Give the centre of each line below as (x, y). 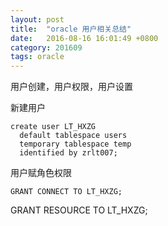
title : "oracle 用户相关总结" (71, 29)
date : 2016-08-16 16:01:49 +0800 (84, 38)
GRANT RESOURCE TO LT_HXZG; (79, 210)
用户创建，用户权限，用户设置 (71, 87)
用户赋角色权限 (41, 173)
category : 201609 (46, 47)
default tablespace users (73, 136)
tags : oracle (37, 57)
